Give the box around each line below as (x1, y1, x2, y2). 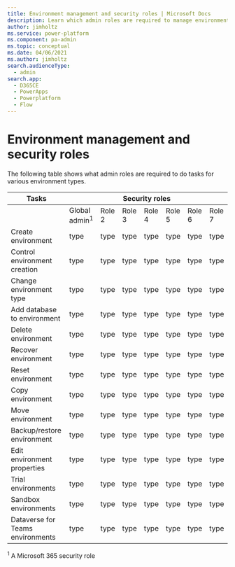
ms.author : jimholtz (7, 56, 68, 63)
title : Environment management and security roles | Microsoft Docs (7, 10, 211, 17)
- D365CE (13, 82, 39, 89)
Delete (10, 325, 33, 335)
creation (10, 265, 38, 274)
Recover (10, 345, 38, 355)
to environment (10, 314, 61, 323)
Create (10, 227, 34, 237)
